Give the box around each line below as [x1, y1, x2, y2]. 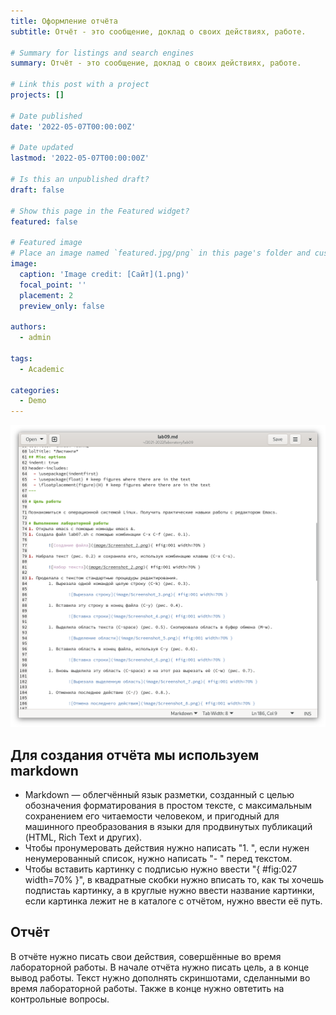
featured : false [10, 216, 78, 227]
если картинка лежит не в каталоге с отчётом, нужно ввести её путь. [24, 895, 323, 907]
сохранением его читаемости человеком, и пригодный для [24, 810, 280, 822]
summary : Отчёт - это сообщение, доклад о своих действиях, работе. [10, 58, 302, 69]
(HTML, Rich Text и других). [24, 831, 143, 844]
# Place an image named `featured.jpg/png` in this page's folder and [10, 248, 311, 259]
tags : [10, 353, 33, 364]
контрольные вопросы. [10, 993, 110, 1005]
